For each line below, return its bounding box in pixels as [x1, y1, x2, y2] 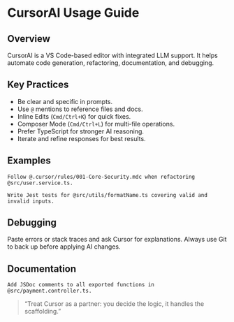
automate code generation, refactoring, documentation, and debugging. [7, 59, 214, 67]
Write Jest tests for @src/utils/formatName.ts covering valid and [7, 191, 208, 198]
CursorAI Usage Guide [7, 5, 140, 21]
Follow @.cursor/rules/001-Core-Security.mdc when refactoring [7, 173, 196, 180]
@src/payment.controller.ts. [7, 288, 92, 295]
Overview [7, 33, 51, 45]
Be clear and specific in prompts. [17, 97, 113, 105]
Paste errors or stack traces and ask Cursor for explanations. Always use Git [7, 235, 227, 244]
